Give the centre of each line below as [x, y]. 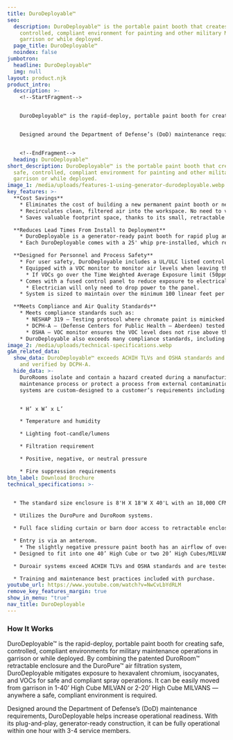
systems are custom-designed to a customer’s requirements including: [124, 390]
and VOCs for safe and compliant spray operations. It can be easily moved [113, 680]
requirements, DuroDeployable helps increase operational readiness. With [113, 716]
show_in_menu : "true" [38, 598]
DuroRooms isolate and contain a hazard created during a [105, 377]
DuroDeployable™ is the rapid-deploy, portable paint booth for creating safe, [116, 644]
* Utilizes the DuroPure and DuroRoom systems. [84, 516]
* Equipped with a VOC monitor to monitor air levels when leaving [119, 268]
